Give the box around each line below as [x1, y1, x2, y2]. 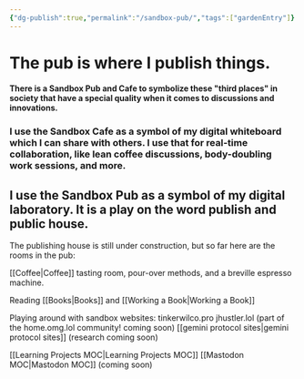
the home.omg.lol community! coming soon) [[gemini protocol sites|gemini [9, 323, 289, 333]
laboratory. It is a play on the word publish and [9, 201, 277, 217]
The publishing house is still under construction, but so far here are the [9, 241, 276, 251]
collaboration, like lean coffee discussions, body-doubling [9, 148, 272, 160]
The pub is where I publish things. [9, 52, 271, 73]
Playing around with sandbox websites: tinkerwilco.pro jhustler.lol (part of [9, 312, 285, 323]
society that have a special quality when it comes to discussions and [9, 93, 275, 104]
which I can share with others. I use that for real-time [9, 137, 248, 149]
